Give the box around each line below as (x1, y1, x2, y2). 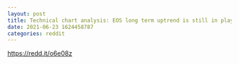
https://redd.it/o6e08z (7, 49, 73, 58)
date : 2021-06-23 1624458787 (7, 23, 94, 30)
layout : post (7, 10, 46, 18)
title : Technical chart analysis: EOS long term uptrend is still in (7, 17, 218, 24)
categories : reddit (7, 30, 65, 37)
